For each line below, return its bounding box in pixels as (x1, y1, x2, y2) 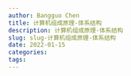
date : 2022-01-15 (8, 41, 66, 49)
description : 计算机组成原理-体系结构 (8, 26, 124, 34)
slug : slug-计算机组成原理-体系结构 (8, 33, 117, 42)
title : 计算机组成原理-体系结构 (8, 19, 102, 27)
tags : (8, 56, 26, 64)
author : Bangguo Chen (8, 11, 80, 20)
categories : (8, 48, 48, 56)
